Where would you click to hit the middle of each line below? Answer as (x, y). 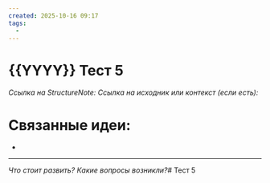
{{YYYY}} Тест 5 (66, 70)
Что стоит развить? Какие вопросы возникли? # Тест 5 (102, 170)
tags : (17, 23)
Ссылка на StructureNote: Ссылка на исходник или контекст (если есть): (133, 92)
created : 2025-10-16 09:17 (53, 16)
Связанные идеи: (70, 125)
